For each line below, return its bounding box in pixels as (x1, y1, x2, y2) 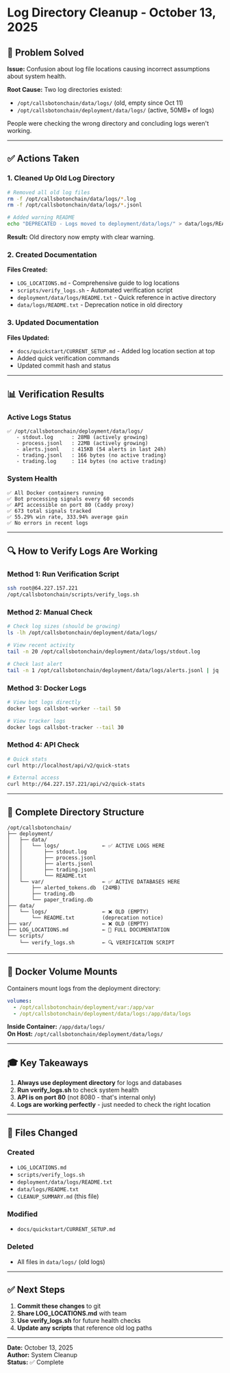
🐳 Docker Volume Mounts (7, 966, 118, 978)
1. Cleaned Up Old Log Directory (7, 174, 115, 183)
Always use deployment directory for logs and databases (16, 1079, 183, 1087)
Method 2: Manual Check (7, 608, 93, 617)
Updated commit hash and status (16, 361, 111, 370)
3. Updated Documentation (7, 318, 99, 327)
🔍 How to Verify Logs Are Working (7, 545, 158, 557)
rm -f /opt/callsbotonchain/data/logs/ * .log (7, 195, 136, 202)
